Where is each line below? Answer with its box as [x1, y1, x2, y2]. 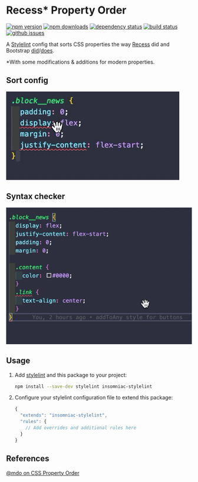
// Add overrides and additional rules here [25, 425, 137, 431]
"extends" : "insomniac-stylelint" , [20, 412, 108, 418]
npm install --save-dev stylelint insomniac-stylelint [14, 384, 153, 389]
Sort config [6, 75, 49, 85]
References [6, 454, 49, 464]
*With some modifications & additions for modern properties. [6, 58, 155, 65]
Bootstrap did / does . [6, 47, 55, 54]
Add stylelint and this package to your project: [14, 371, 127, 378]
